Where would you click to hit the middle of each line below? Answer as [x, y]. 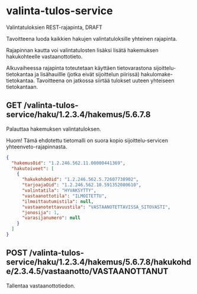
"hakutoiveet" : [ [33, 169]
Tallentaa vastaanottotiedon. [41, 286]
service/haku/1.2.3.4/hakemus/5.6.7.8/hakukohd [99, 262]
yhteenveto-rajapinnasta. [37, 147]
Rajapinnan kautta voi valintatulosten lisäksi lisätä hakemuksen [82, 50]
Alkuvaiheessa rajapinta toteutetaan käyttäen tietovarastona [79, 68]
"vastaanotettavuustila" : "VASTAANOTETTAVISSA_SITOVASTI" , [96, 207]
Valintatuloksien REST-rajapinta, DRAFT [54, 27]
